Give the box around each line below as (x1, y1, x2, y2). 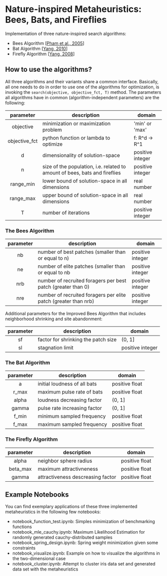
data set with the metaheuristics (12, 566, 79, 572)
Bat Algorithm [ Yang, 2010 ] (12, 45, 68, 51)
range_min (10, 181, 35, 188)
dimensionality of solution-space (42, 152, 120, 159)
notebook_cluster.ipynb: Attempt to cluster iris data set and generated (12, 561, 156, 567)
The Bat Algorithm (5, 359, 51, 366)
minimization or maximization (42, 120, 111, 127)
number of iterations (42, 209, 90, 216)
